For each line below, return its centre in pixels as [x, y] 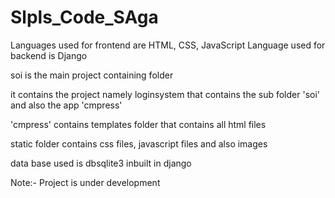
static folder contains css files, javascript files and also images [139, 143]
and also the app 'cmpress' [66, 105]
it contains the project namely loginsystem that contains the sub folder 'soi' [165, 94]
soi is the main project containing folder [92, 75]
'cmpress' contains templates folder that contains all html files [138, 124]
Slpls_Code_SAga [84, 17]
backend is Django [49, 55]
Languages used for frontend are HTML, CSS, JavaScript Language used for [168, 45]
